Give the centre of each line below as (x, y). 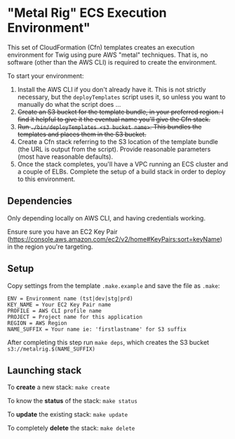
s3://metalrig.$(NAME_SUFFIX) (52, 349)
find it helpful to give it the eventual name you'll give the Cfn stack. (114, 119)
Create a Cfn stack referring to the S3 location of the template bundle (118, 141)
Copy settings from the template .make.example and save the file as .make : (114, 285)
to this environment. (46, 179)
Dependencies (40, 201)
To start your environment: (46, 76)
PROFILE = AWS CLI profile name (54, 310)
